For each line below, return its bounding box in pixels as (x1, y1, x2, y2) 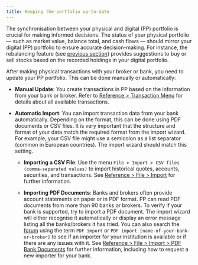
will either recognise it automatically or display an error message (23, 214, 181, 221)
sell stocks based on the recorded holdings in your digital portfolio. (6, 56, 169, 63)
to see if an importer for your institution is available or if (51, 233, 187, 240)
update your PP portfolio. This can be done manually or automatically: (6, 74, 176, 81)
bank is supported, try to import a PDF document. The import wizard (23, 208, 190, 215)
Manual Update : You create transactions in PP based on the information (14, 85, 190, 92)
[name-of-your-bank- (139, 228, 190, 234)
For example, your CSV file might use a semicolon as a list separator (14, 134, 181, 142)
